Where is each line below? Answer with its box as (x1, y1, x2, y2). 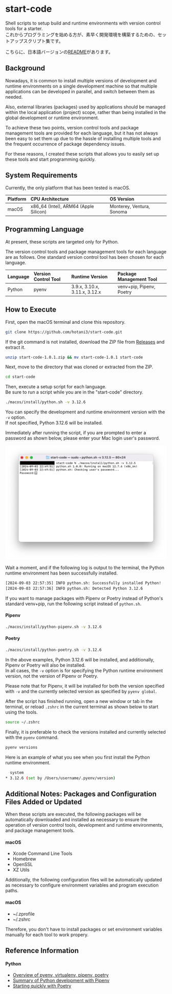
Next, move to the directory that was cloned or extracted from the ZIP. (5, 364, 154, 370)
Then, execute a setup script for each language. (5, 384, 106, 390)
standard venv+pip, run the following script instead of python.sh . (5, 601, 142, 607)
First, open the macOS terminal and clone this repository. (5, 319, 126, 325)
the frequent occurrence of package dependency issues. (5, 141, 126, 147)
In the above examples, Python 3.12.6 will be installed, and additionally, (5, 656, 155, 662)
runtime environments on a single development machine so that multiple (5, 83, 158, 89)
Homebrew (12, 856, 36, 862)
